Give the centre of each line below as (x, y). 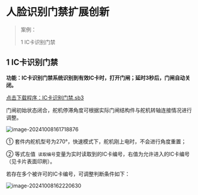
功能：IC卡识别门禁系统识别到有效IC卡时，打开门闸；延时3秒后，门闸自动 (96, 78)
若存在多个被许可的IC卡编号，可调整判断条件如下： (68, 174)
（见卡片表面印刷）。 (31, 161)
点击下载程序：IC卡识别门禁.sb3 (45, 97)
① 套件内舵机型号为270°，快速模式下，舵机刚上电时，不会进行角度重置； (96, 141)
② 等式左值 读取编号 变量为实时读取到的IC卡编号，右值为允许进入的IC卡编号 (98, 154)
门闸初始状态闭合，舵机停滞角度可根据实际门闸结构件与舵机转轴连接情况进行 (99, 110)
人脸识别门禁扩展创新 (58, 12)
